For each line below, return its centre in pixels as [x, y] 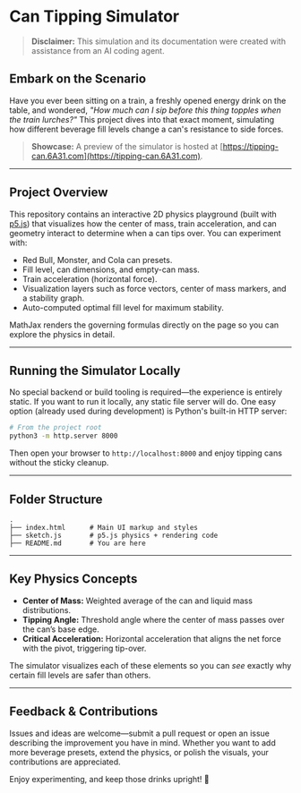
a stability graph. [53, 298]
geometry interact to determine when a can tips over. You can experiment [145, 233]
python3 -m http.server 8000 [64, 436]
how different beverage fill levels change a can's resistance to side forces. [146, 129]
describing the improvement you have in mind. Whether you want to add [142, 742]
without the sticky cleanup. [59, 463]
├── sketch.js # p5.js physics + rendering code [114, 535]
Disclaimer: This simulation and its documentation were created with [159, 41]
